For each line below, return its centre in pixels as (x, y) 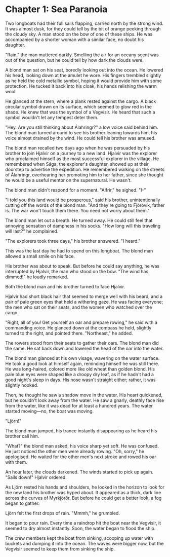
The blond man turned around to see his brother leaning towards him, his (81, 132)
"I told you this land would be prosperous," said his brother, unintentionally (83, 200)
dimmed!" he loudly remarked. (37, 277)
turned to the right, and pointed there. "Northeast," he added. (69, 333)
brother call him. (22, 436)
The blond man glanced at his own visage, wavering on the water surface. (82, 358)
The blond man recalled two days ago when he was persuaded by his (78, 147)
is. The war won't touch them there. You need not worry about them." (78, 210)
